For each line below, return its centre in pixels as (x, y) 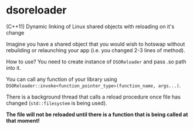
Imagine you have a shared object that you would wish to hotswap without (96, 44)
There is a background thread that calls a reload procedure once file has (93, 97)
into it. (14, 67)
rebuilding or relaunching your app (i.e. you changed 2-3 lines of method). (96, 50)
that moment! (23, 120)
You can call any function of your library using (62, 79)
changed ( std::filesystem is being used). (57, 103)
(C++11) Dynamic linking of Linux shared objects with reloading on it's (90, 26)
